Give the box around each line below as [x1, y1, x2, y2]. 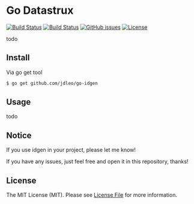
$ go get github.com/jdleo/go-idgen [6, 80, 98, 86]
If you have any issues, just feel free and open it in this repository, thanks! [6, 158, 189, 165]
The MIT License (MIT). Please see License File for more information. [6, 191, 177, 199]
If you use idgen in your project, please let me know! [6, 146, 136, 153]
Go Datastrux [6, 4, 74, 17]
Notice [6, 130, 32, 140]
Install [6, 52, 30, 63]
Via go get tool [6, 69, 43, 76]
